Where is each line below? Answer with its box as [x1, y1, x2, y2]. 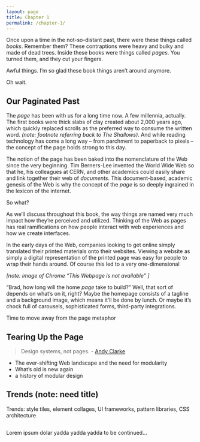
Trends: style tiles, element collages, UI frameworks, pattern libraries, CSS [6, 405, 190, 413]
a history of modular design [14, 372, 83, 379]
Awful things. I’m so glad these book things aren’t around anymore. [6, 67, 172, 74]
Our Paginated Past [6, 96, 80, 106]
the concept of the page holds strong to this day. [6, 144, 127, 151]
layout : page [6, 8, 39, 15]
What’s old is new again [14, 366, 74, 372]
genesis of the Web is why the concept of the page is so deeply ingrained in [6, 181, 195, 188]
